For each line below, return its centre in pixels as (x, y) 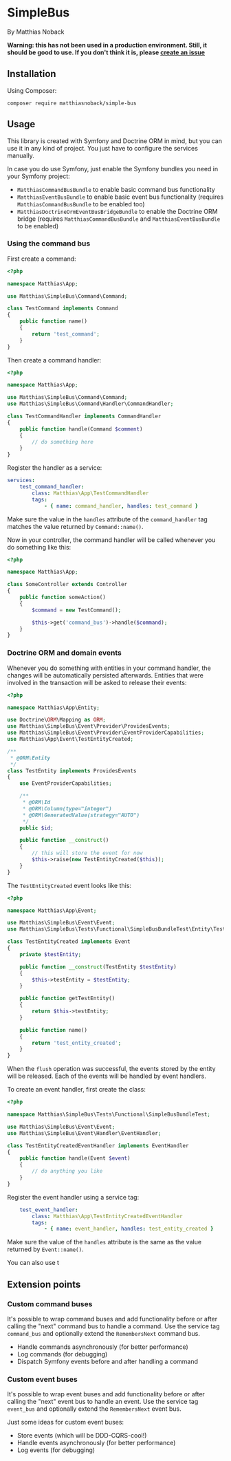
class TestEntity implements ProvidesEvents (72, 771)
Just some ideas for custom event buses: (66, 1422)
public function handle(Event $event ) (75, 1158)
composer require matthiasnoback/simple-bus (72, 103)
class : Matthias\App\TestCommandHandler (90, 493)
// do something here (63, 442)
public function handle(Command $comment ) (81, 429)
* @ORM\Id (36, 803)
